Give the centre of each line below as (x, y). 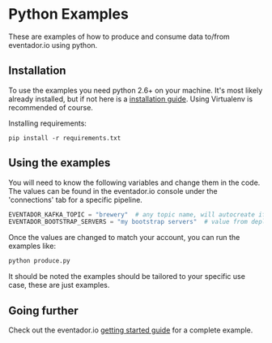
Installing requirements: (48, 123)
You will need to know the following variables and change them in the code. (134, 182)
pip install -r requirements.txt (65, 138)
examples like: (32, 246)
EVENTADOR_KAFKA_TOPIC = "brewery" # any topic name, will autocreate (132, 214)
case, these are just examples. (59, 285)
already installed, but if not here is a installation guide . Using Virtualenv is (131, 99)
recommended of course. (51, 107)
